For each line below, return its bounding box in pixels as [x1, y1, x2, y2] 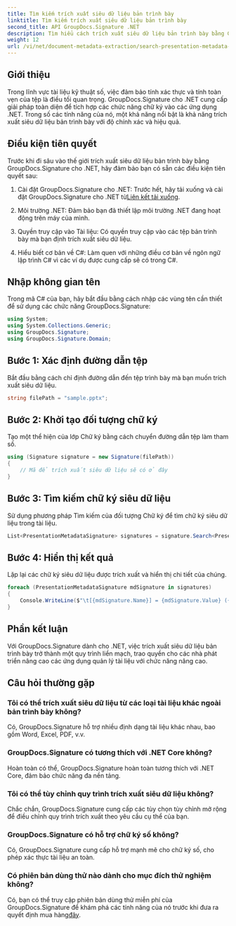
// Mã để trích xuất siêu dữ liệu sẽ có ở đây [20, 467, 169, 474]
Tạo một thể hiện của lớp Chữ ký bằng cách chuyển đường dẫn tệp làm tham [7, 433, 229, 441]
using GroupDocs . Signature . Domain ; [7, 335, 112, 343]
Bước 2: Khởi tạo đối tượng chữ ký [7, 414, 158, 426]
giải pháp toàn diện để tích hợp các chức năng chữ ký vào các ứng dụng [7, 103, 217, 111]
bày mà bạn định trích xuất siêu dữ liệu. [17, 235, 132, 243]
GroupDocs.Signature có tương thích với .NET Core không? [7, 748, 213, 757]
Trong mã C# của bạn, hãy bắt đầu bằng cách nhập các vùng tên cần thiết [7, 294, 223, 303]
